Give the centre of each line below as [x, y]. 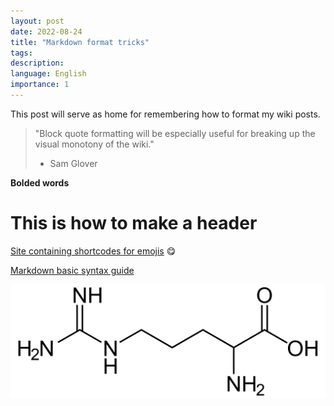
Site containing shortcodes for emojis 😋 [93, 251]
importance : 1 [40, 85]
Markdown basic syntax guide [72, 270]
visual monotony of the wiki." [94, 144]
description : [37, 63]
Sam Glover [73, 163]
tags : [21, 53]
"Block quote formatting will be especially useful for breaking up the [175, 133]
